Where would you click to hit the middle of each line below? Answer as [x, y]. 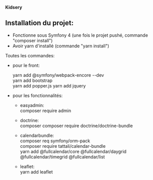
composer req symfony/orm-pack [55, 141]
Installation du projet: [40, 23]
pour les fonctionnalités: [37, 96]
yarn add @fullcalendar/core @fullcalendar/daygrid [73, 151]
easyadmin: [32, 105]
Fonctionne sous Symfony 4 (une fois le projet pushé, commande [80, 35]
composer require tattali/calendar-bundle [63, 146]
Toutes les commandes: [30, 55]
